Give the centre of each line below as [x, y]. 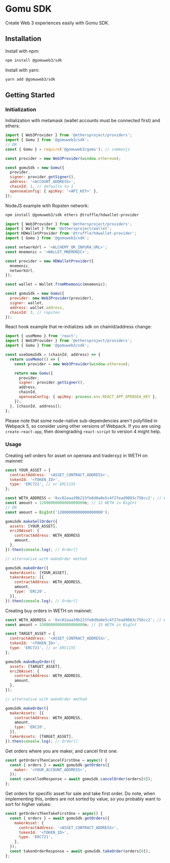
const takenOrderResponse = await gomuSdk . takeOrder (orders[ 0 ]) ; [80, 851]
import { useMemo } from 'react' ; [42, 336]
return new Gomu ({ [34, 373]
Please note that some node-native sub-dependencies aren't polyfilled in [81, 421]
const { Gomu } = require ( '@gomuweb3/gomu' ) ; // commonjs [68, 149]
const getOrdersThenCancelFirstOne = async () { [56, 760]
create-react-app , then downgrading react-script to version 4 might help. [83, 431]
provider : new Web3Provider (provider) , [52, 298]
